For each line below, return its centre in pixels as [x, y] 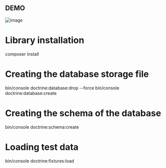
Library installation [45, 40]
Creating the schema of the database [83, 113]
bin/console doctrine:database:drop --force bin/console [62, 88]
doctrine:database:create [31, 93]
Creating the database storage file [77, 74]
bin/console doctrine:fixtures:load [40, 161]
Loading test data [42, 147]
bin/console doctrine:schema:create [42, 127]
